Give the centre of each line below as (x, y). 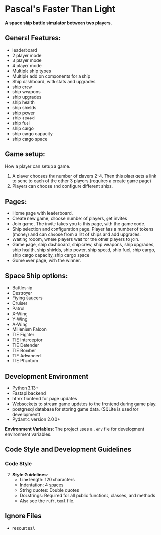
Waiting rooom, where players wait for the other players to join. (76, 239)
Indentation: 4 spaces (41, 485)
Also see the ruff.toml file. (47, 501)
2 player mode (27, 55)
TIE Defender (26, 345)
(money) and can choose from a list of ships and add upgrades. (77, 234)
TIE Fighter (23, 335)
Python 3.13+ (26, 388)
